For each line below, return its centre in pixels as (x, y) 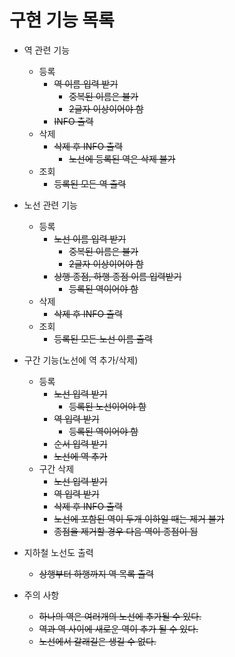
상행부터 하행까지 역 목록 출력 (96, 573)
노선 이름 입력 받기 (90, 238)
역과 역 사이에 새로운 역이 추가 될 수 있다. (118, 628)
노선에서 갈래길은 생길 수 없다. (97, 641)
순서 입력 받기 (80, 443)
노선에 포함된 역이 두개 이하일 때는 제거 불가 (139, 518)
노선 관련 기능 (50, 205)
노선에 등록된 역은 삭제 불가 (122, 158)
